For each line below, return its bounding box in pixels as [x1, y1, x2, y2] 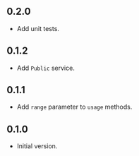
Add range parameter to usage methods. [16, 102, 133, 112]
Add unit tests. [16, 24, 59, 32]
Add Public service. [16, 64, 75, 72]
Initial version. [16, 142, 58, 150]
